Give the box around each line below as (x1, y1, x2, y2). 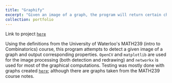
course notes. (5, 73, 35, 79)
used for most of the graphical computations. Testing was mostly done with (5, 62, 165, 69)
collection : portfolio (5, 17, 54, 22)
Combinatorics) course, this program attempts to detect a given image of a (5, 46, 163, 52)
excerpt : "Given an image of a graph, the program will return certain (5, 12, 161, 17)
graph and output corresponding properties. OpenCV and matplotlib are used (5, 51, 166, 58)
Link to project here (5, 31, 46, 37)
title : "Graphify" (5, 7, 45, 13)
